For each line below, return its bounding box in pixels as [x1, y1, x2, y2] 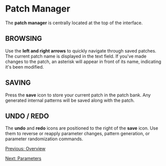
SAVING [5, 79, 31, 87]
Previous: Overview [5, 146, 46, 152]
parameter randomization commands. [5, 136, 84, 142]
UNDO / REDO [5, 112, 49, 120]
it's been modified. [5, 64, 44, 70]
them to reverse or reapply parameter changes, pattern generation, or [5, 131, 150, 137]
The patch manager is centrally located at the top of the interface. [5, 20, 143, 26]
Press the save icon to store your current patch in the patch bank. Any [5, 92, 151, 98]
